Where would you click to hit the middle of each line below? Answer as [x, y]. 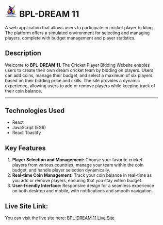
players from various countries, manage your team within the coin [78, 165]
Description [23, 53]
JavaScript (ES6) [29, 128]
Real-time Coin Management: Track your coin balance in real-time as [82, 175]
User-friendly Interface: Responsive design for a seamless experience [83, 186]
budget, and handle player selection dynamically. [61, 170]
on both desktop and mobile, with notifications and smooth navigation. [82, 191]
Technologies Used [35, 111]
